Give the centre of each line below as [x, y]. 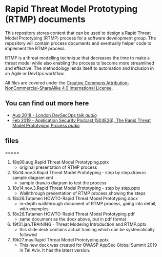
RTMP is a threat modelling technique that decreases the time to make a [78, 58]
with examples [34, 209]
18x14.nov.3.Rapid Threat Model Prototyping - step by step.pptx [76, 188]
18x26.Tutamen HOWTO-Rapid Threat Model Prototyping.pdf [73, 214]
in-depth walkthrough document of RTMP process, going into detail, [88, 203]
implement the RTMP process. [35, 48]
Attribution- [118, 83]
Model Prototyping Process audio [46, 125]
